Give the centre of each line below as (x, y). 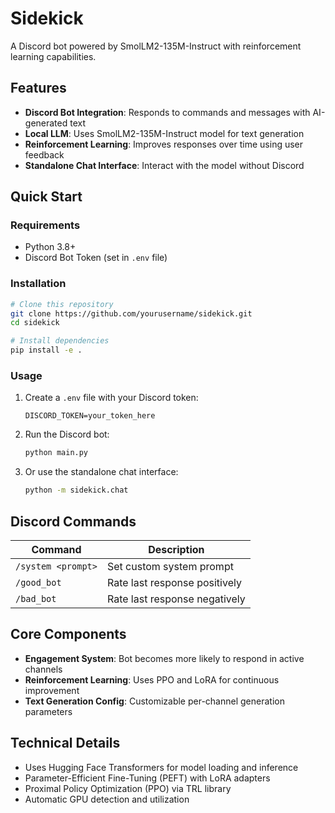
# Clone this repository (62, 304)
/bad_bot (36, 598)
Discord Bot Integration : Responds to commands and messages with (167, 112)
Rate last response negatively (176, 599)
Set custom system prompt (170, 566)
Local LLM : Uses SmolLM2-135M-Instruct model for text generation (164, 133)
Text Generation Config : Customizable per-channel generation (154, 701)
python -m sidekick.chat (76, 490)
